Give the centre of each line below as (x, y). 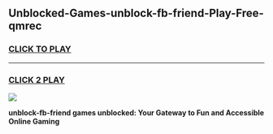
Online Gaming (34, 121)
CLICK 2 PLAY (37, 80)
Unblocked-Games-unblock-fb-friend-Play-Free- (136, 13)
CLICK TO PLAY (40, 50)
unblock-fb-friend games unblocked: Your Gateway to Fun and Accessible (136, 112)
